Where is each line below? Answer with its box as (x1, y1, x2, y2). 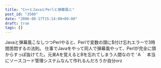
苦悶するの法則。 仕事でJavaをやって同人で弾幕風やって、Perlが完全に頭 (9, 45, 157, 51)
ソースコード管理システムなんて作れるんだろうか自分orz (9, 58, 122, 64)
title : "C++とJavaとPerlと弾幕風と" (5, 7, 75, 12)
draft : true (5, 21, 29, 26)
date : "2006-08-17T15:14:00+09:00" (5, 16, 78, 21)
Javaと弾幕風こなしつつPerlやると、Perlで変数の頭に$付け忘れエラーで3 (5, 40, 151, 45)
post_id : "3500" (5, 12, 38, 17)
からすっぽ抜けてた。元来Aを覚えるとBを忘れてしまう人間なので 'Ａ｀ (5, 52, 146, 58)
